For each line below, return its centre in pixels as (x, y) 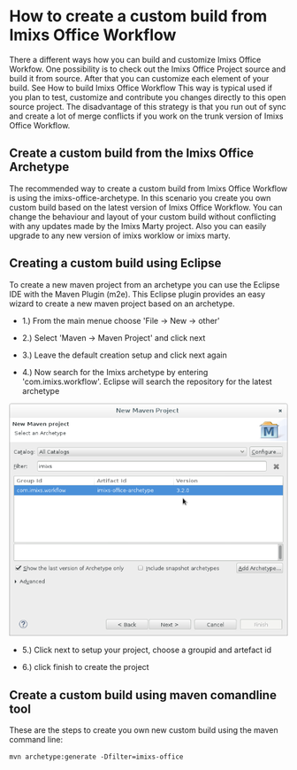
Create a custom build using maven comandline (143, 695)
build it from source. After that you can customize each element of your (139, 78)
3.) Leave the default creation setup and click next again (124, 355)
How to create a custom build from (138, 16)
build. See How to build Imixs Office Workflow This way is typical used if (141, 88)
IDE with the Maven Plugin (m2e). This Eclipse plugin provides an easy (137, 294)
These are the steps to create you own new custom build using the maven (144, 730)
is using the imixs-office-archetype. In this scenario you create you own (140, 197)
